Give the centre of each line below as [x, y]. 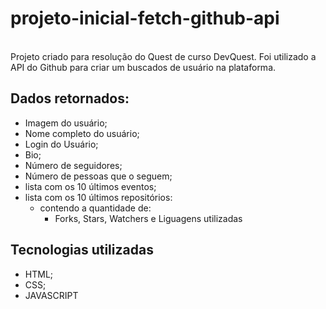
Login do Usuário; [61, 144]
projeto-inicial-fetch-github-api [145, 18]
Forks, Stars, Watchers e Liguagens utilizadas [148, 218]
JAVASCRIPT [51, 295]
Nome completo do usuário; [82, 133]
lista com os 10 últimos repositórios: [98, 197]
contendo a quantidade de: [95, 208]
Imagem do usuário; [66, 123]
